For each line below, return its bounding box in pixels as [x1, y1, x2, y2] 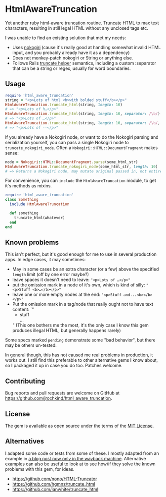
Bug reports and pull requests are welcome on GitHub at [5, 390, 120, 396]
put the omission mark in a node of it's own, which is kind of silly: [12, 282, 145, 288]
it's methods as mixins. [5, 183, 52, 189]
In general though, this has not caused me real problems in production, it [5, 352, 153, 358]
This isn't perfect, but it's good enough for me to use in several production [5, 251, 157, 257]
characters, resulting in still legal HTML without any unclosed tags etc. [5, 25, 148, 31]
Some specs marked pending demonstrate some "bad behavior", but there [5, 337, 156, 343]
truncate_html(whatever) [14, 215, 65, 220]
